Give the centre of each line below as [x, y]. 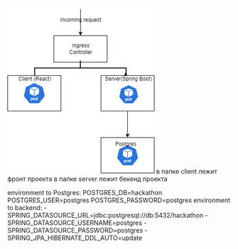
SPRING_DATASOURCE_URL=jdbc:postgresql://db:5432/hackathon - [108, 215]
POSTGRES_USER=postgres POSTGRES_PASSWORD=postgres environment [119, 200]
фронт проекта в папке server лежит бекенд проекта [88, 179]
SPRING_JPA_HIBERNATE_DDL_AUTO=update [75, 238]
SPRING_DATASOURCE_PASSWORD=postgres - [77, 230]
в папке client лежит [187, 171]
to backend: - [27, 207]
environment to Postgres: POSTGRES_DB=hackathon [85, 193]
